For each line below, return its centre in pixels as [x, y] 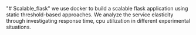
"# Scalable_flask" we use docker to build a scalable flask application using [97, 8]
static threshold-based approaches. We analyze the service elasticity [90, 15]
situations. [18, 27]
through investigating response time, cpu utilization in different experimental [98, 21]
